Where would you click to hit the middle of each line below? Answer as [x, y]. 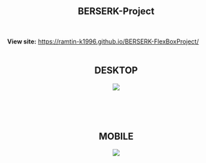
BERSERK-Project [116, 11]
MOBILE [116, 136]
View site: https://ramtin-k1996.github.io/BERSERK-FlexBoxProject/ [103, 41]
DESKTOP [116, 71]
